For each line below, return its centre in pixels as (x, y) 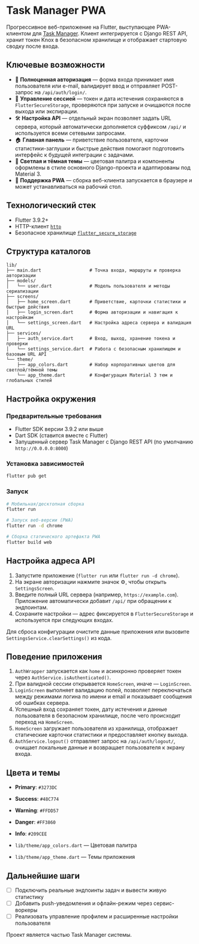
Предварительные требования (54, 416)
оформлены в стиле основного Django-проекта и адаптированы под (102, 167)
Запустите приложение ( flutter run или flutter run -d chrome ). (97, 575)
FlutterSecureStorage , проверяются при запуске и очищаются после (103, 105)
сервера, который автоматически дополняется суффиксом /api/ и (100, 126)
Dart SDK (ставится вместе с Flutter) (61, 436)
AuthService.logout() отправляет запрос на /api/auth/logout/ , (95, 741)
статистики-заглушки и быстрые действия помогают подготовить (99, 148)
